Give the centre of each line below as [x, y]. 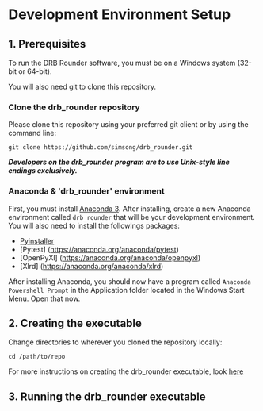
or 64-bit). [35, 71]
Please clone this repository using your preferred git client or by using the [128, 125]
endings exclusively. [43, 171]
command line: [32, 133]
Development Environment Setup [120, 15]
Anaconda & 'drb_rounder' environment [86, 191]
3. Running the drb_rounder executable [107, 396]
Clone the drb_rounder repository [74, 107]
